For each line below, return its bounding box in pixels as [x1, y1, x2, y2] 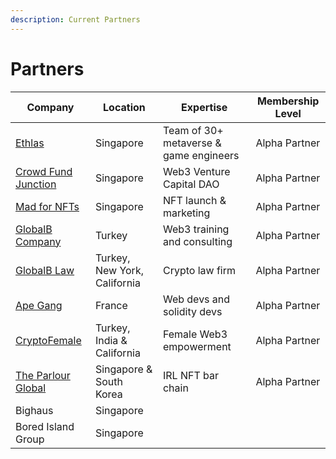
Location [103, 100, 146, 114]
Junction [15, 177, 57, 191]
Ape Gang [15, 298, 63, 312]
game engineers [162, 148, 240, 162]
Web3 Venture [162, 164, 231, 178]
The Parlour [15, 368, 71, 382]
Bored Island [15, 419, 75, 433]
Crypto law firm [162, 263, 236, 277]
